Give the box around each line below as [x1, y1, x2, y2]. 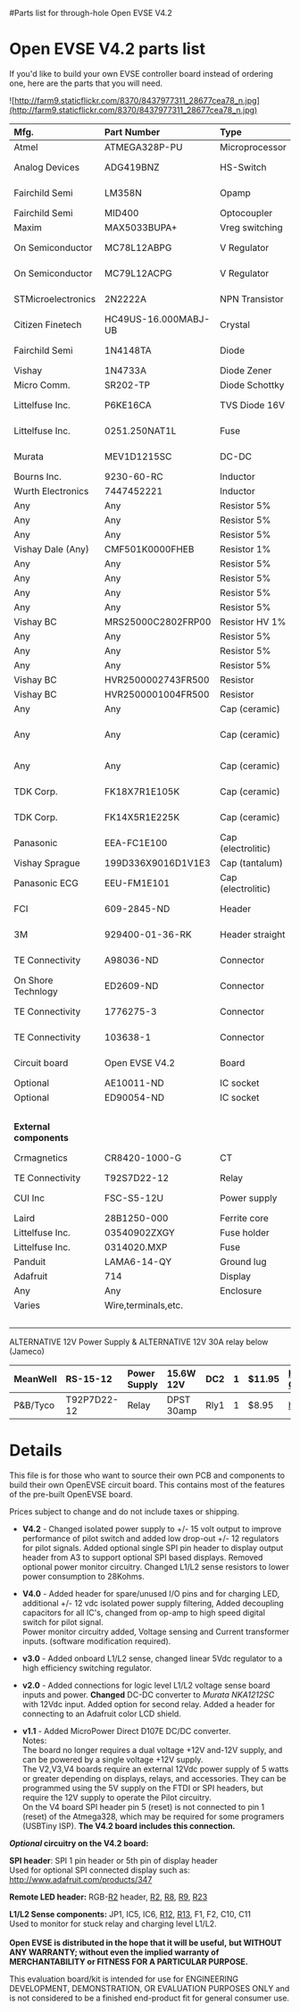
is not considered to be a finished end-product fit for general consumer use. [9, 1992, 290, 2003]
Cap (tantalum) [220, 857, 283, 869]
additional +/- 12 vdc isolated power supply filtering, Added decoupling [21, 1597, 284, 1608]
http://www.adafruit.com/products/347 [9, 1874, 153, 1884]
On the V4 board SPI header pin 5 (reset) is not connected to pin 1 [21, 1801, 265, 1812]
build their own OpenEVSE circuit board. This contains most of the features [9, 1479, 286, 1490]
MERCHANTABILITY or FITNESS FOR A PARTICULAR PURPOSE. [9, 1956, 248, 1966]
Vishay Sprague [13, 857, 80, 869]
